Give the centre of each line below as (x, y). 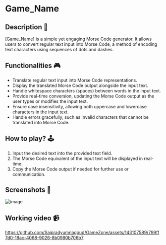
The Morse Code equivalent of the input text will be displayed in (78, 158)
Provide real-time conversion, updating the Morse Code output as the (83, 96)
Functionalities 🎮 (33, 66)
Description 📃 (27, 27)
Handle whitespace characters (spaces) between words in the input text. (86, 90)
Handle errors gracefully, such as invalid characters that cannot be (80, 117)
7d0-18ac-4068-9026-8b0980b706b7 (45, 238)
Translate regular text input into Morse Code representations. (75, 80)
